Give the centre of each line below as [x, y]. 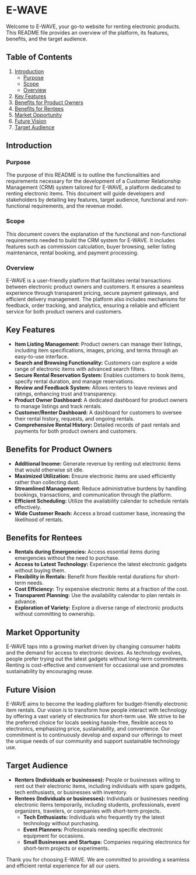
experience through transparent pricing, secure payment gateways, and [92, 293]
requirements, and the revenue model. [77, 206]
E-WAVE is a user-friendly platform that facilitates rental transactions [88, 281]
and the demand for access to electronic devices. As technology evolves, [94, 653]
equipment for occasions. [54, 836]
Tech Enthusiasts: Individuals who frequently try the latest [94, 817]
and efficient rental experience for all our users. [63, 866]
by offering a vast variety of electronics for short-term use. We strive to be [96, 716]
